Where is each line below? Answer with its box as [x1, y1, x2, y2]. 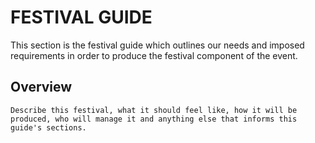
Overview [10, 79, 73, 96]
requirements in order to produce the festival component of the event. [10, 49, 298, 61]
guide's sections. [10, 122, 87, 133]
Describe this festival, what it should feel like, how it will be [10, 105, 298, 115]
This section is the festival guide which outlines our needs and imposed [10, 39, 305, 51]
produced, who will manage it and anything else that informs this [10, 114, 298, 124]
